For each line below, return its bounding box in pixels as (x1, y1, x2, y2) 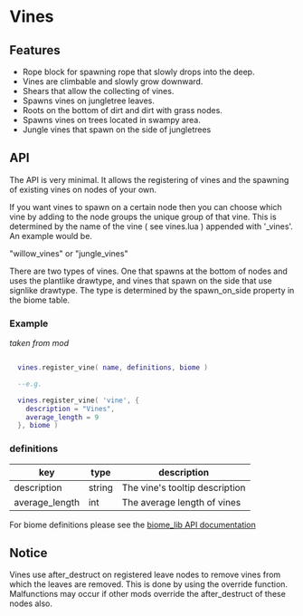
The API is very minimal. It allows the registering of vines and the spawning (9, 174, 289, 185)
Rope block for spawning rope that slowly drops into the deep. (22, 66, 255, 77)
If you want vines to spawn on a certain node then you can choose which (9, 201, 282, 212)
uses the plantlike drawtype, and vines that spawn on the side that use (9, 274, 273, 286)
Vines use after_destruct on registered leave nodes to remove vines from (9, 569, 281, 581)
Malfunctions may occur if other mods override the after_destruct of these (9, 589, 287, 600)
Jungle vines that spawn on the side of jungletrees (22, 124, 212, 135)
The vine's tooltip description (121, 481, 246, 494)
